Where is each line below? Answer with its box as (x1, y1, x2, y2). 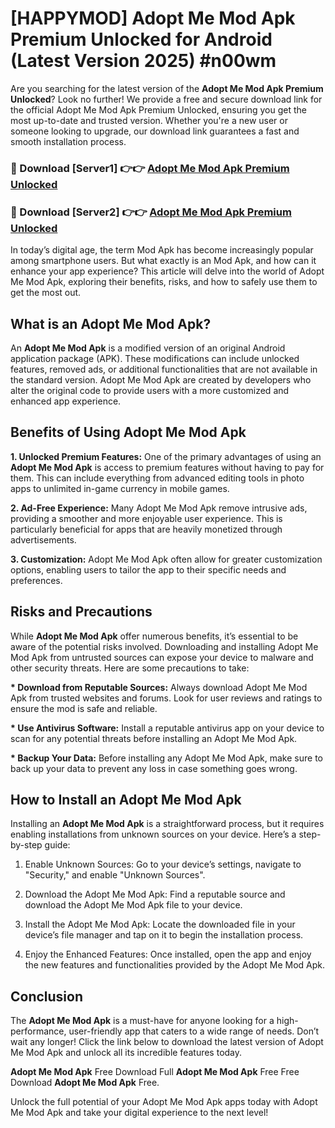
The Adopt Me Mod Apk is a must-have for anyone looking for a (10, 1015, 275, 1027)
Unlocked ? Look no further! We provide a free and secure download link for (10, 93, 323, 105)
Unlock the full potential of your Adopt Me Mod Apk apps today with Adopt (10, 1096, 318, 1108)
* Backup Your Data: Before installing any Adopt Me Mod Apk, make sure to (10, 752, 323, 764)
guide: (44, 839, 71, 851)
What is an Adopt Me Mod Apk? (10, 315, 212, 332)
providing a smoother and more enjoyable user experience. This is (10, 512, 283, 524)
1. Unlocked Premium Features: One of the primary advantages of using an (10, 450, 322, 462)
